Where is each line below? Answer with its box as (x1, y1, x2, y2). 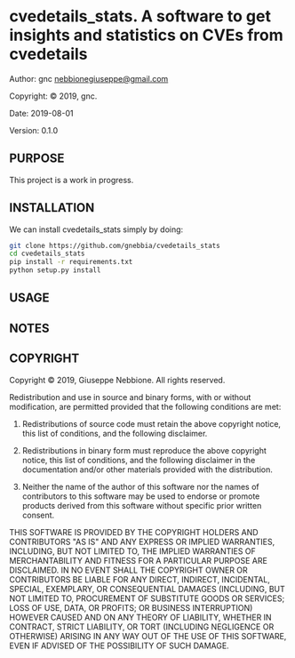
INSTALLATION (9, 200, 95, 215)
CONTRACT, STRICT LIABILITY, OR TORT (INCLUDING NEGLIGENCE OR (9, 621, 275, 632)
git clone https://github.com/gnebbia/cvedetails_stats (9, 241, 220, 250)
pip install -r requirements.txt (9, 258, 133, 267)
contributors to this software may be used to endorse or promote (21, 491, 260, 502)
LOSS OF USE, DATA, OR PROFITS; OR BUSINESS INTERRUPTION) (9, 602, 253, 613)
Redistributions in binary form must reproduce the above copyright (21, 445, 267, 455)
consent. (21, 510, 55, 520)
